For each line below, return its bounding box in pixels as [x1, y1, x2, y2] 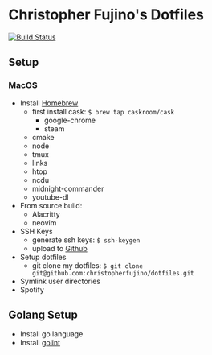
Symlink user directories [19, 276, 100, 286]
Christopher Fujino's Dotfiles [8, 6, 205, 24]
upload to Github [31, 243, 88, 253]
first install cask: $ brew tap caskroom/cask [31, 106, 175, 116]
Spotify [19, 284, 44, 295]
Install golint [19, 338, 61, 348]
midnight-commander [31, 184, 104, 193]
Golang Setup [8, 308, 79, 322]
